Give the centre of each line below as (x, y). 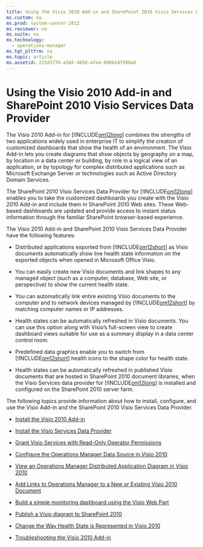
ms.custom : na (24, 18)
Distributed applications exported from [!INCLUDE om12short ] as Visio (101, 247)
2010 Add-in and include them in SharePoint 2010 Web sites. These (90, 205)
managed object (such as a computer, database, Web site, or (91, 278)
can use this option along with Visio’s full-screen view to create (94, 327)
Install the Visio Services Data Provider (63, 431)
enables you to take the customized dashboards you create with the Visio (98, 198)
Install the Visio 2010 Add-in (50, 419)
